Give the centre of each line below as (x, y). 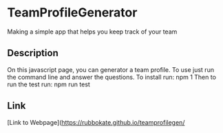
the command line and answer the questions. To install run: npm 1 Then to (112, 77)
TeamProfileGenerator (72, 13)
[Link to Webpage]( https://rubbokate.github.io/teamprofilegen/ (96, 122)
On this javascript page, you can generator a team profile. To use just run (111, 69)
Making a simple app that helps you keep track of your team (92, 32)
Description (33, 53)
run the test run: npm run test (49, 84)
